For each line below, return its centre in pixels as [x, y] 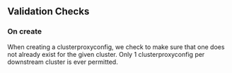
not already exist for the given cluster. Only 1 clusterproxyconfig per [106, 54]
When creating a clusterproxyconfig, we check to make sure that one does [116, 47]
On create [25, 32]
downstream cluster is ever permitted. [63, 62]
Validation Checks [48, 12]
